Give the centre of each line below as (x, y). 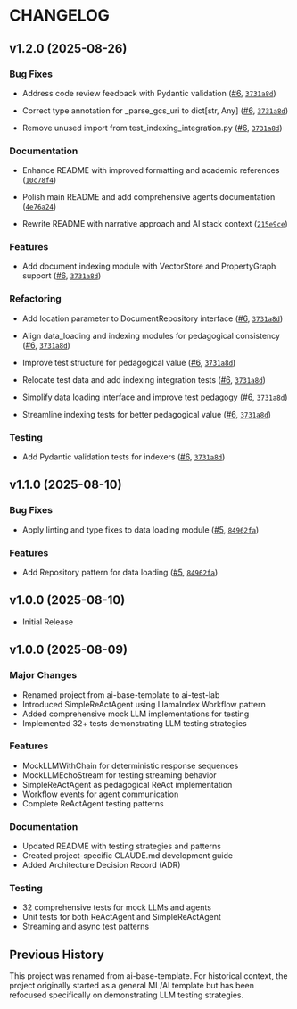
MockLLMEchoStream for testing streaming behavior (119, 775)
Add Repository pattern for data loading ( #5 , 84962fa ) (120, 573)
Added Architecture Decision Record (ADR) (101, 865)
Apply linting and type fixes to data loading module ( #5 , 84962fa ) (140, 529)
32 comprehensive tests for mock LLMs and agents (117, 907)
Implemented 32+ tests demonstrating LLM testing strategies (134, 723)
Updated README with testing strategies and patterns (121, 846)
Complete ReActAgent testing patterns (93, 803)
